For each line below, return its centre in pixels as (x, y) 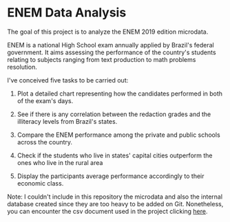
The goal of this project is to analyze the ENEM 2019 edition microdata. (108, 32)
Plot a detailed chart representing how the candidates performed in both (119, 93)
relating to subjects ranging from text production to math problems (102, 59)
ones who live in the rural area (60, 162)
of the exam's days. (45, 100)
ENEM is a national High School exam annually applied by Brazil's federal (111, 45)
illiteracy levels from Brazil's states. (67, 121)
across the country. (45, 142)
